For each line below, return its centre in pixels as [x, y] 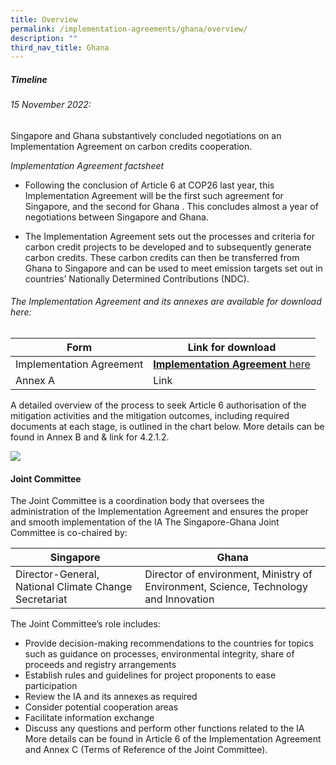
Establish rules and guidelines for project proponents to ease [150, 675]
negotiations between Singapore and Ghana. [116, 217]
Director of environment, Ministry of [228, 574]
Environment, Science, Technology [226, 587]
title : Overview [44, 19]
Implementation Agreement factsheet [87, 165]
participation [51, 686]
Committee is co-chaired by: [69, 533]
